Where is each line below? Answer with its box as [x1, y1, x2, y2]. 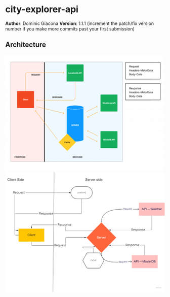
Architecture [5, 41, 47, 49]
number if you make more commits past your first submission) [5, 25, 135, 31]
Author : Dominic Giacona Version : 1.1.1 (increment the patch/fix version [5, 20, 154, 26]
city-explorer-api [5, 4, 78, 15]
